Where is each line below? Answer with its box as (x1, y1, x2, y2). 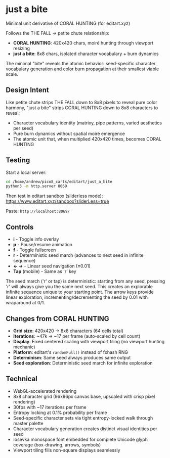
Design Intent (6, 86, 50, 95)
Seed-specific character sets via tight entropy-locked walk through (13, 415, 153, 421)
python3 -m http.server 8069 (6, 184, 67, 189)
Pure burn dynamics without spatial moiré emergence (13, 130, 125, 136)
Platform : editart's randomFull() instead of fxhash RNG (13, 349, 129, 355)
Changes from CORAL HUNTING (6, 314, 109, 323)
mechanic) (13, 344, 35, 350)
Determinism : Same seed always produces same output (13, 354, 131, 360)
